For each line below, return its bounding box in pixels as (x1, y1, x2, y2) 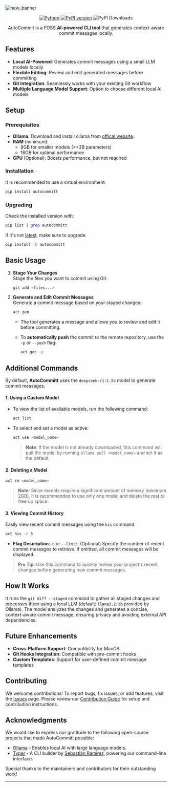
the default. (25, 455, 50, 461)
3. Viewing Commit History (5, 510, 64, 516)
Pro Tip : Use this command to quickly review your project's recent (17, 561, 158, 568)
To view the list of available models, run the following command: (12, 406, 148, 412)
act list (12, 416, 32, 421)
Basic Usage (5, 256, 46, 265)
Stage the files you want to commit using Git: (12, 275, 107, 281)
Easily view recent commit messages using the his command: (5, 521, 136, 527)
